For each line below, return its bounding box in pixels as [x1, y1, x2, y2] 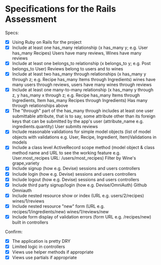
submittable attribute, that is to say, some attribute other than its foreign [12, 113, 156, 119]
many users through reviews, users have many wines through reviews [12, 82, 152, 88]
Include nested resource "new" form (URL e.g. [12, 203, 105, 209]
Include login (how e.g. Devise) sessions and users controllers [12, 171, 137, 177]
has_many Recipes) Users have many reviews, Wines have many [12, 50, 142, 56]
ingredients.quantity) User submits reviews [12, 124, 98, 130]
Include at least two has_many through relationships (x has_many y [12, 71, 146, 77]
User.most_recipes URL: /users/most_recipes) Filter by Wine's [12, 155, 136, 161]
